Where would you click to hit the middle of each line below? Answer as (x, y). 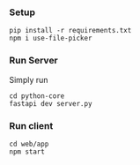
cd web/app (29, 144)
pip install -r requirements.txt (70, 31)
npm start (27, 152)
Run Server (34, 61)
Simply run (29, 79)
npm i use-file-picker (51, 38)
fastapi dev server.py (51, 103)
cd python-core (37, 96)
